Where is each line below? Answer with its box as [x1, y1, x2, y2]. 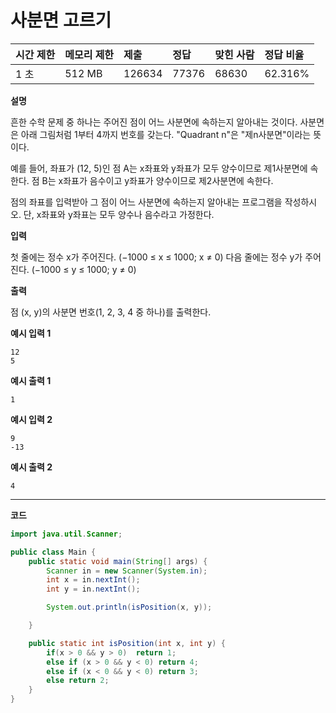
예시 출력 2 [10, 461, 53, 473]
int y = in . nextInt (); [46, 584, 141, 595]
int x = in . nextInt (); [46, 575, 141, 585]
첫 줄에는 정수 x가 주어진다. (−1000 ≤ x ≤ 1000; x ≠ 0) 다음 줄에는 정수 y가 [10, 251, 303, 263]
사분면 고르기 [10, 9, 112, 32]
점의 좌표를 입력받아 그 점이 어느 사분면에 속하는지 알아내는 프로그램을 [10, 196, 283, 208]
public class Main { [10, 547, 97, 557]
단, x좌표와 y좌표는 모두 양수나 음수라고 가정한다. [23, 208, 215, 220]
